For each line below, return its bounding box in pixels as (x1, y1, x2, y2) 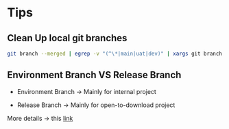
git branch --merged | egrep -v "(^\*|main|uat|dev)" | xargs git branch (7, 50, 223, 57)
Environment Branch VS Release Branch (7, 69, 182, 81)
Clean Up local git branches (7, 32, 128, 44)
